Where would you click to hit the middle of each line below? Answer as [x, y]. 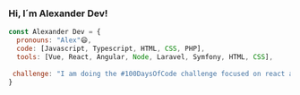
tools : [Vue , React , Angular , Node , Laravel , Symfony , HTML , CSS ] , [145, 56]
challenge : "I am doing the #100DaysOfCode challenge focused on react [149, 73]
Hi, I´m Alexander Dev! [58, 13]
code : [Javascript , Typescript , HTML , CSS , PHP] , [111, 49]
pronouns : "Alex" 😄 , [54, 40]
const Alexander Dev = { [55, 32]
